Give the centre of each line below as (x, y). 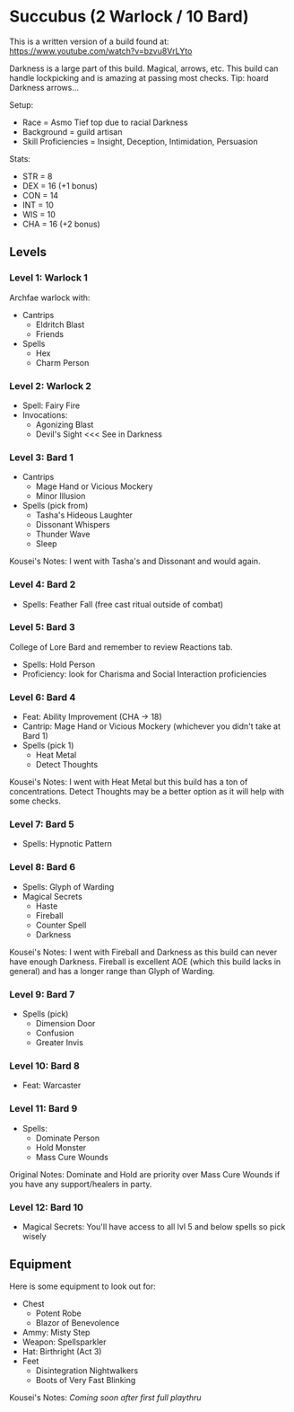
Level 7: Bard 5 (42, 824)
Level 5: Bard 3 (43, 627)
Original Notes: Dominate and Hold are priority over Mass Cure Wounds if (145, 1174)
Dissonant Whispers (73, 525)
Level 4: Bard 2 (43, 584)
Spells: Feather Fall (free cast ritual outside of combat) (123, 604)
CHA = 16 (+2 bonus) (61, 224)
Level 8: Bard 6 (43, 867)
